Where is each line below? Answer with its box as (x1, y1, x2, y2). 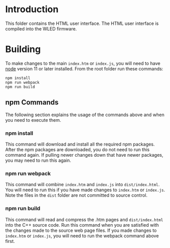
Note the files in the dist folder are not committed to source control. (5, 192, 148, 198)
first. (5, 238, 15, 244)
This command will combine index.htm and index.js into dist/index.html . (5, 182, 160, 188)
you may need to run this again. (5, 157, 72, 163)
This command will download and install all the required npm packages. (5, 141, 155, 147)
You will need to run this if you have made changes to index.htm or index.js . (5, 187, 165, 193)
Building (5, 44, 41, 55)
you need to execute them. (5, 117, 61, 123)
